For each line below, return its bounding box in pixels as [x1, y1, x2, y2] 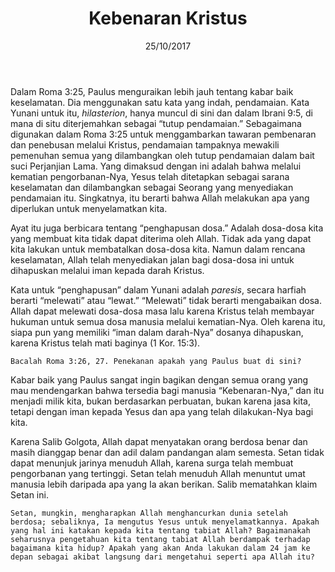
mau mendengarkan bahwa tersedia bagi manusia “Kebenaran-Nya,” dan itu [10, 384, 325, 396]
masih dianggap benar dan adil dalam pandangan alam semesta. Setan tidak [10, 446, 325, 458]
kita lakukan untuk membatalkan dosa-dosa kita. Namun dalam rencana [10, 243, 306, 255]
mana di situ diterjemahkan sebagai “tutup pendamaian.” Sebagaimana [10, 117, 302, 129]
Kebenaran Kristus [88, 7, 248, 30]
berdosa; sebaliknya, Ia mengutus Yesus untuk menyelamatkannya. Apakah [10, 517, 320, 527]
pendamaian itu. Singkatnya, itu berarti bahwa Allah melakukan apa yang [10, 192, 310, 204]
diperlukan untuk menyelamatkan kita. [10, 202, 168, 214]
